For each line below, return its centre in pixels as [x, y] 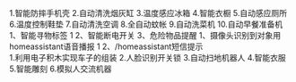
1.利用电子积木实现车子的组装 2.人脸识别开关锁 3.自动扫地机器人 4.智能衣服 [148, 57]
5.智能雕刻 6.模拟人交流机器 [61, 69]
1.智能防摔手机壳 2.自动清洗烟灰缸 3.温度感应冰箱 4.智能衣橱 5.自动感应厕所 [148, 13]
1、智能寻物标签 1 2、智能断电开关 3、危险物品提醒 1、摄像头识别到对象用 [145, 35]
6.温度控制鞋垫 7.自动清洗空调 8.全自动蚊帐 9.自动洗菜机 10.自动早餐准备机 [146, 24]
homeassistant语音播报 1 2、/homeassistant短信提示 [106, 46]
